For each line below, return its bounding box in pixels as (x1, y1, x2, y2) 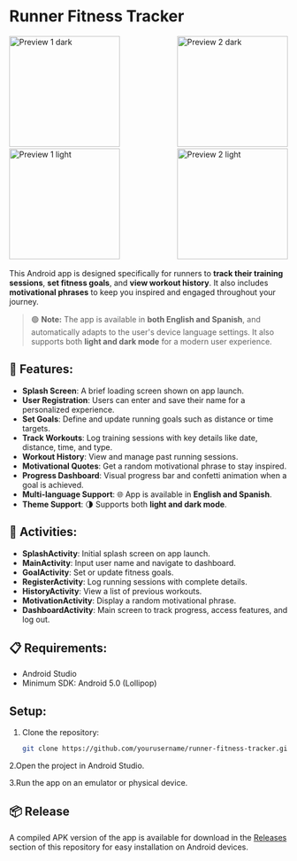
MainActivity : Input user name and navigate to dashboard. (21, 557, 237, 568)
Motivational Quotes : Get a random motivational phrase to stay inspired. (21, 461, 287, 471)
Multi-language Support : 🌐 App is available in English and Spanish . (21, 489, 272, 500)
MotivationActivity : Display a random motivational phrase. (21, 595, 237, 606)
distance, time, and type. (21, 441, 113, 453)
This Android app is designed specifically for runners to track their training (9, 268, 284, 278)
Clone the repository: (21, 727, 100, 738)
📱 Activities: (9, 524, 78, 539)
